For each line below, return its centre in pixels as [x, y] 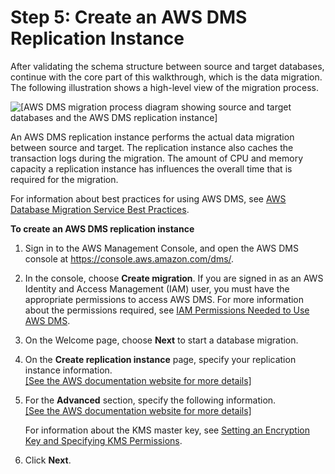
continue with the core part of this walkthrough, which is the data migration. [166, 77]
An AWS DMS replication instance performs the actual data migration [152, 137]
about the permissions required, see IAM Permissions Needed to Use [167, 310]
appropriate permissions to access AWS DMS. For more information [164, 299]
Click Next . [48, 460]
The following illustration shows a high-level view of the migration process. [164, 87]
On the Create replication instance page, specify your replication [160, 359]
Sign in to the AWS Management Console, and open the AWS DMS [161, 248]
